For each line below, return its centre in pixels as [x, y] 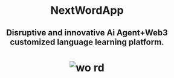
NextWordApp [87, 10]
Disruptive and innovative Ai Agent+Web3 [87, 33]
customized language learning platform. [87, 42]
